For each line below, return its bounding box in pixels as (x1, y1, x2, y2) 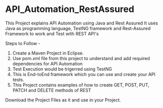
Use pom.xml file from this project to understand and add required (12, 55, 150, 61)
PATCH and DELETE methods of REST (12, 87, 92, 93)
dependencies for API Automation (12, 60, 83, 66)
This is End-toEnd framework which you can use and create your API (12, 71, 156, 77)
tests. (12, 76, 24, 82)
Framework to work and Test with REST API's (5, 30, 99, 36)
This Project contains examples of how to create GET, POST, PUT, (12, 81, 149, 88)
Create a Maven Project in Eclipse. (12, 50, 84, 56)
